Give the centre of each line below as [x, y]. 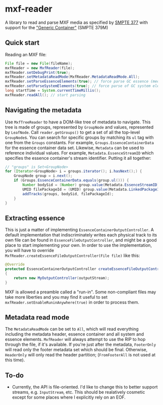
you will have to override [30, 251]
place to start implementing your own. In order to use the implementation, [78, 245]
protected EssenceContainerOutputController [51, 269]
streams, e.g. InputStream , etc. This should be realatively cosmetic [79, 392]
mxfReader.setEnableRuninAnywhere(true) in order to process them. [72, 302]
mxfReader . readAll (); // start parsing [45, 95]
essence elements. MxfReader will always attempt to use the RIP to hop [75, 339]
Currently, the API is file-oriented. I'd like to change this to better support [85, 387]
